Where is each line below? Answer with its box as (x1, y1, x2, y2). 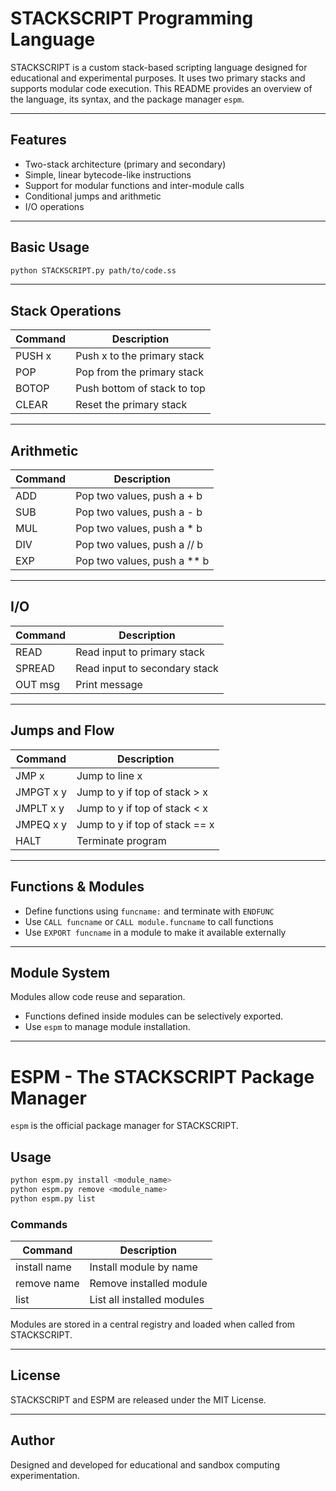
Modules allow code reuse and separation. (10, 991, 186, 1003)
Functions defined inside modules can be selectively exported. (24, 1010, 283, 1022)
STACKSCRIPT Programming (10, 7, 254, 30)
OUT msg (15, 677, 61, 691)
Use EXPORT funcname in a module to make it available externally (24, 926, 287, 938)
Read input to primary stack (75, 645, 205, 659)
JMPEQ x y (15, 817, 67, 831)
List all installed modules (89, 1292, 205, 1306)
